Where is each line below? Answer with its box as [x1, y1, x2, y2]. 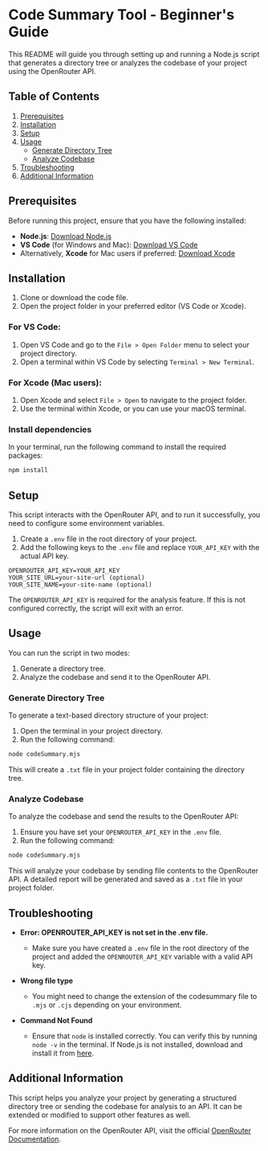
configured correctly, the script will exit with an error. [8, 603, 184, 613]
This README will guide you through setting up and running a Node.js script [8, 49, 260, 59]
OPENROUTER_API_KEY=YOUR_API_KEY [8, 566, 120, 574]
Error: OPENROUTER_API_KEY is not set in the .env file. [19, 927, 209, 937]
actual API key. [19, 551, 70, 561]
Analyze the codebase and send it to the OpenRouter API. [19, 672, 211, 681]
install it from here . [31, 1048, 95, 1058]
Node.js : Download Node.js [19, 231, 112, 240]
